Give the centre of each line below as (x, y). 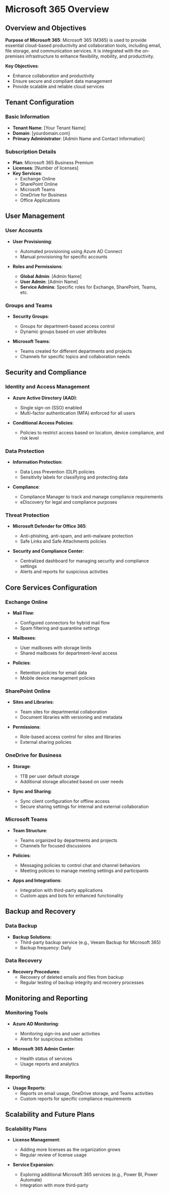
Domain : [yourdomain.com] (41, 133)
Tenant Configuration (40, 102)
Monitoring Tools (26, 1013)
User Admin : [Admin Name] (49, 281)
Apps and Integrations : (37, 880)
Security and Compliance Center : (48, 551)
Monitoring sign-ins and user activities (60, 1033)
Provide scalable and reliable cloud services (58, 86)
